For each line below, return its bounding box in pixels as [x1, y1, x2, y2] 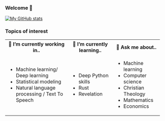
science [123, 78, 142, 85]
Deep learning [16, 72, 49, 79]
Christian [123, 84, 144, 91]
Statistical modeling [16, 78, 61, 85]
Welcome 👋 [5, 4, 33, 11]
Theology [123, 91, 146, 97]
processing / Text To [16, 91, 63, 97]
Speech [16, 96, 34, 103]
